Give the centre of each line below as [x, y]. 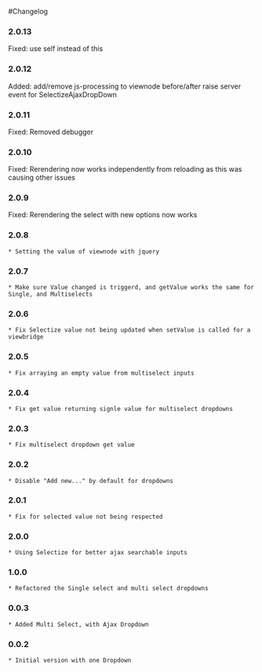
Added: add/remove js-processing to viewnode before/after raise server [125, 86]
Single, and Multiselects [50, 294]
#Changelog [28, 11]
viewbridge [26, 337]
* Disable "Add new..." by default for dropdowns [91, 481]
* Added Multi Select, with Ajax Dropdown [78, 624]
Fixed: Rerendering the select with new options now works [103, 215]
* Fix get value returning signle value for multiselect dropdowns [121, 409]
